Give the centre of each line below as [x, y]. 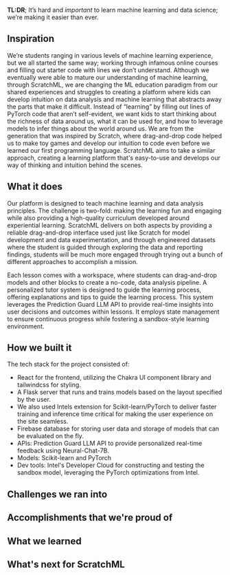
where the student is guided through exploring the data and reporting [105, 247]
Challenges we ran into [57, 494]
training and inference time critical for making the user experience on [115, 414]
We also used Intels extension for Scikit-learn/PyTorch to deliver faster [117, 407]
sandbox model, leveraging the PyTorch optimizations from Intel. [108, 473]
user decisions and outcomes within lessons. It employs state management [113, 312]
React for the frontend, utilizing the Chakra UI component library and [114, 378]
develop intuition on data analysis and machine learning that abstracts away [114, 99]
